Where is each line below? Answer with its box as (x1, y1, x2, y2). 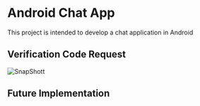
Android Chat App (7, 5, 115, 21)
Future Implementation (7, 88, 110, 100)
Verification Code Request (7, 48, 126, 60)
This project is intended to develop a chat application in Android (7, 28, 194, 37)
